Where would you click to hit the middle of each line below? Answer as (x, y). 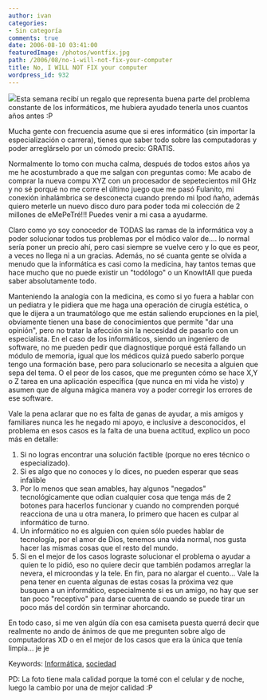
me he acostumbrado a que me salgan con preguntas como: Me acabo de (130, 172)
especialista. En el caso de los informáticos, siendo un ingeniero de (119, 338)
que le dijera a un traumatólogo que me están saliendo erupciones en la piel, (133, 313)
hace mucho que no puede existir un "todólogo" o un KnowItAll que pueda (130, 272)
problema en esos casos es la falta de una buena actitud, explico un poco (129, 430)
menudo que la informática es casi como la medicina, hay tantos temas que (132, 263)
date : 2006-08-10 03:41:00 (53, 45)
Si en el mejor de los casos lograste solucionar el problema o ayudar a (135, 556)
